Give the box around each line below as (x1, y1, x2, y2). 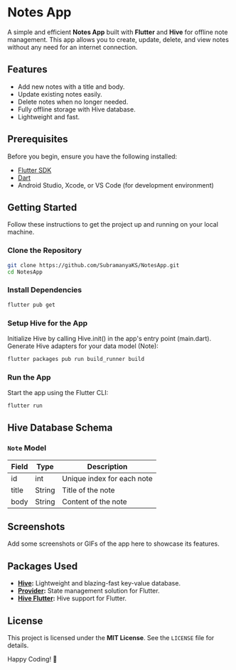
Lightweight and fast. (17, 112, 80, 121)
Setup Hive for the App (7, 318, 88, 328)
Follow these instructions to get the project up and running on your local (7, 220, 219, 229)
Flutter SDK (17, 166, 52, 174)
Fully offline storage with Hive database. (17, 104, 136, 114)
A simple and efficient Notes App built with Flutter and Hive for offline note (7, 28, 228, 36)
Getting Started (7, 201, 77, 213)
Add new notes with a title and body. (17, 82, 125, 91)
